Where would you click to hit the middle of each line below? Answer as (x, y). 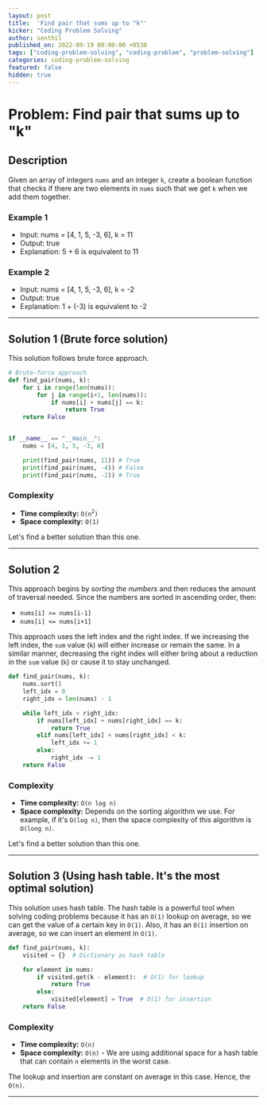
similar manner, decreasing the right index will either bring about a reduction (133, 653)
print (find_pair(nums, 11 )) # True (81, 460)
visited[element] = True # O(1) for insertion (131, 999)
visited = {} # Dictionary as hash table (94, 955)
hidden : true (30, 75)
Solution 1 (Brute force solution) (88, 339)
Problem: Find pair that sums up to (124, 114)
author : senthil (35, 38)
